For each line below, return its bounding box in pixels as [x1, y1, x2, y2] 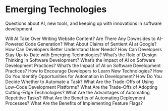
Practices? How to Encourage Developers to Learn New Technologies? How [5, 67, 163, 74]
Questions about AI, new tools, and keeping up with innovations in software [5, 20, 162, 26]
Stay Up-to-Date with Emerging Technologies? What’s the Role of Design [5, 52, 157, 58]
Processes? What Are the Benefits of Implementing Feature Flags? [5, 100, 143, 106]
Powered [5, 41, 24, 47]
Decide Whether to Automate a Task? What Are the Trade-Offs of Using [5, 79, 154, 85]
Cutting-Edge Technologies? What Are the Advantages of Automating [5, 89, 150, 95]
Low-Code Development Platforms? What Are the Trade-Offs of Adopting [5, 84, 158, 90]
